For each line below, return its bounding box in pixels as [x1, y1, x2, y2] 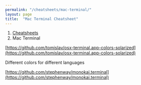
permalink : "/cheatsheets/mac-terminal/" [5, 7, 92, 12]
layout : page [5, 12, 32, 17]
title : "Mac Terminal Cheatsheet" [5, 16, 79, 21]
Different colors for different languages [5, 60, 85, 66]
